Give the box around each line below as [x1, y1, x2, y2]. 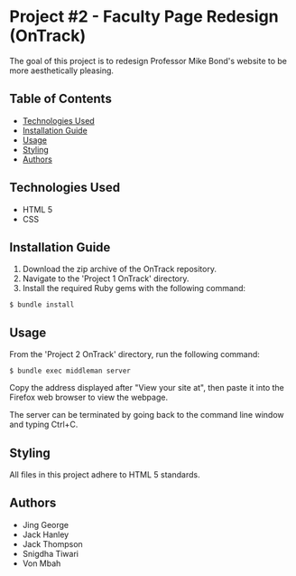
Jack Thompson [22, 538, 83, 549]
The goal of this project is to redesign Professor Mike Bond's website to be [9, 55, 287, 66]
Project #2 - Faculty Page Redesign [9, 6, 279, 27]
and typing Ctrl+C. [9, 419, 79, 430]
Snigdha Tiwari [22, 548, 79, 559]
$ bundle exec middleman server [9, 366, 131, 376]
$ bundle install [9, 300, 75, 309]
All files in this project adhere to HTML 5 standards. [9, 469, 200, 480]
